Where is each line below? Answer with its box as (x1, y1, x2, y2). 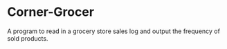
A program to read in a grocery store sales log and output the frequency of (7, 27, 220, 35)
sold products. (7, 34, 48, 42)
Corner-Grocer (7, 4, 95, 20)
